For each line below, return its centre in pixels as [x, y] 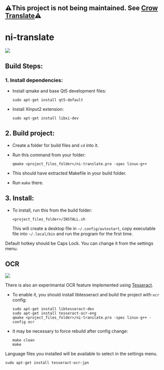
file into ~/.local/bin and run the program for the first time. [72, 233]
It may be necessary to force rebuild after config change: [70, 331]
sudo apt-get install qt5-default [48, 100]
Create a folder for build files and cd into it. [55, 145]
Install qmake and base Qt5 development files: [59, 91]
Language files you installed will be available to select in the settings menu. [81, 354]
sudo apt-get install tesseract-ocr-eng [54, 314]
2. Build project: [30, 133]
